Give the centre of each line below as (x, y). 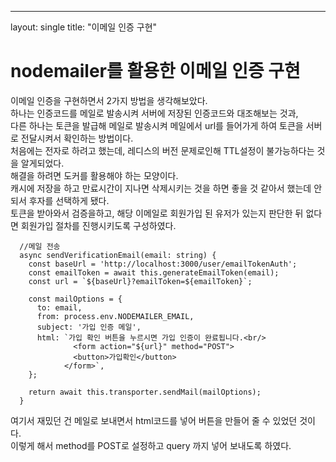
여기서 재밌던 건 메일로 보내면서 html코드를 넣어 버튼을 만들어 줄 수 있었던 (154, 420)
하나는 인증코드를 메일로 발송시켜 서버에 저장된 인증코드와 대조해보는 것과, (154, 113)
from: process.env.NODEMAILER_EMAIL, (115, 316)
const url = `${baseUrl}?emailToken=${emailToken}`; (140, 281)
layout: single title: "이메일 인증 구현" (84, 27)
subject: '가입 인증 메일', (89, 327)
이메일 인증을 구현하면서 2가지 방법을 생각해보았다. (109, 100)
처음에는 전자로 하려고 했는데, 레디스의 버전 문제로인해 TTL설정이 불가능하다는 (162, 150)
